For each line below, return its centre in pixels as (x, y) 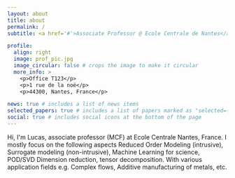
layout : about (28, 14)
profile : (20, 46)
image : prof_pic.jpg (43, 59)
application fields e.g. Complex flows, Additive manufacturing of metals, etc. (117, 167)
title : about (26, 20)
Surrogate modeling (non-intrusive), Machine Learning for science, (104, 152)
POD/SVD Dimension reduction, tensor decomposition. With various (105, 159)
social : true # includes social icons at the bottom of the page (104, 117)
